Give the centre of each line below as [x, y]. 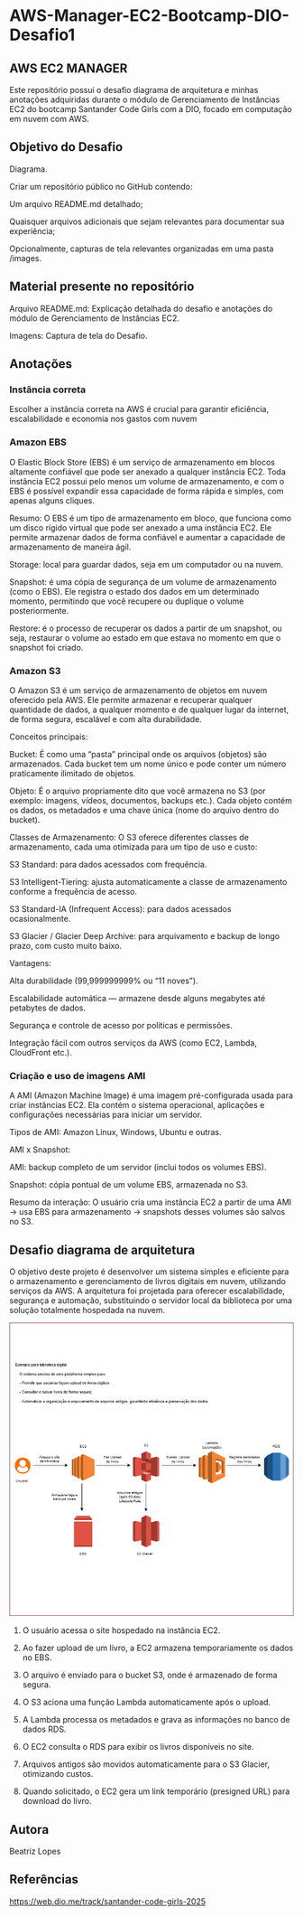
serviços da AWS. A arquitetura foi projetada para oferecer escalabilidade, [147, 1291]
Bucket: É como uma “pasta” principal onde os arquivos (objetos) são [138, 754]
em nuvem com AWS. [50, 119]
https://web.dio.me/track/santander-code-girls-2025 [107, 1901]
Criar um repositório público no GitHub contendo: [101, 186]
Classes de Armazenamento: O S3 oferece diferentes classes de [129, 837]
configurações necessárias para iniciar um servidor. [106, 1115]
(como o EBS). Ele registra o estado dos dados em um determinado [134, 591]
